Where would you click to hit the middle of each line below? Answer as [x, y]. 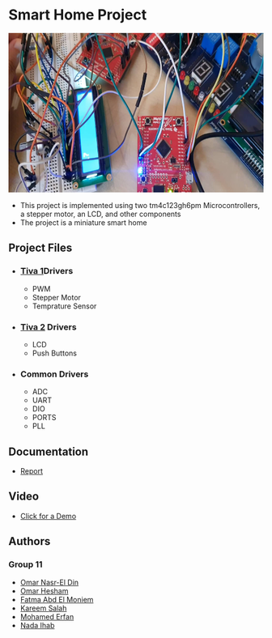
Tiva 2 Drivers [48, 327]
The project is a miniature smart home [83, 222]
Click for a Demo [48, 516]
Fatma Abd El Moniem [57, 599]
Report [31, 471]
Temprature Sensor [64, 306]
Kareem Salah [43, 608]
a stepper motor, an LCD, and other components [100, 214]
